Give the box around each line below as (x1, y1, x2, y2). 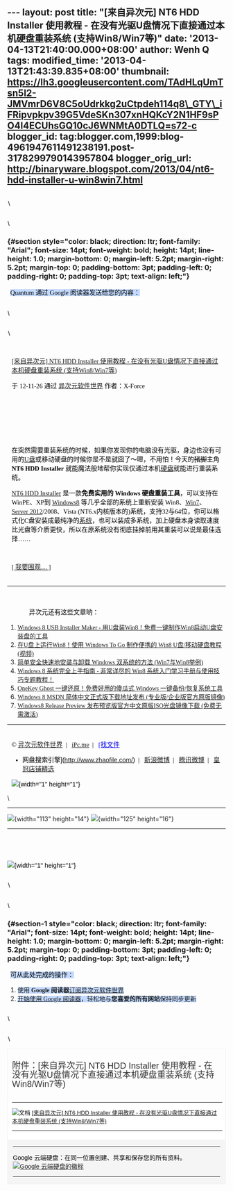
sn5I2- (7, 88, 37, 99)
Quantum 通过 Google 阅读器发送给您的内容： (10, 289, 141, 297)
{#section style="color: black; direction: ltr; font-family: (7, 236, 201, 246)
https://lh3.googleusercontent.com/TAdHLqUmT (7, 76, 224, 88)
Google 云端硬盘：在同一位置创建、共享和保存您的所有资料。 (12, 1154, 187, 1162)
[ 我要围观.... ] (11, 564, 51, 571)
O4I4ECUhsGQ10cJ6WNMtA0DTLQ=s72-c (7, 120, 198, 132)
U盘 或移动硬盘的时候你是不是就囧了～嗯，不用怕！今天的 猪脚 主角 (24, 456, 220, 463)
